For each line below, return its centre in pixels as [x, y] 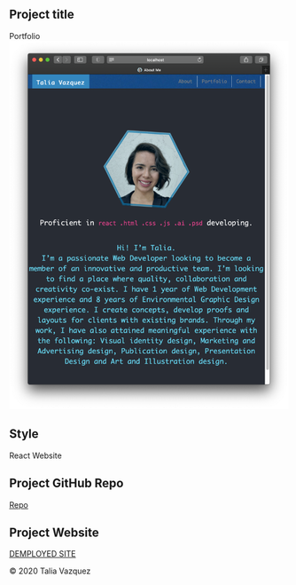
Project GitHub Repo [66, 483]
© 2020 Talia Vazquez [50, 571]
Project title [42, 15]
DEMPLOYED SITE [43, 554]
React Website [35, 455]
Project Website [54, 533]
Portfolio [25, 36]
